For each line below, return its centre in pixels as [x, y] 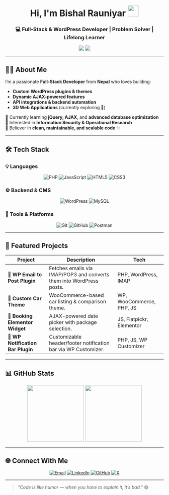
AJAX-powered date [74, 316]
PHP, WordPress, [138, 275]
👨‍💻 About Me [26, 70]
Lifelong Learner [84, 38]
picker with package [73, 322]
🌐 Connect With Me [37, 461]
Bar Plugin [20, 350]
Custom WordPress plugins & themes [52, 92]
